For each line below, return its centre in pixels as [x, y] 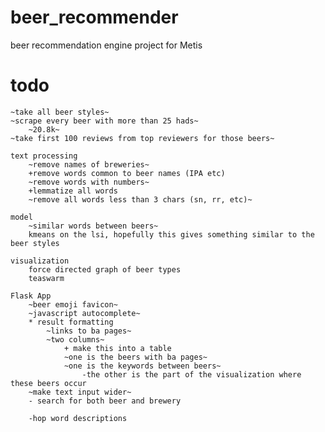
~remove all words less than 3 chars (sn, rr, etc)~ [140, 199]
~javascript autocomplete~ [84, 313]
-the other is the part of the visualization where [191, 374]
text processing [44, 156]
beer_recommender [94, 17]
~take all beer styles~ [60, 112]
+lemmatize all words [73, 191]
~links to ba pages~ [89, 331]
